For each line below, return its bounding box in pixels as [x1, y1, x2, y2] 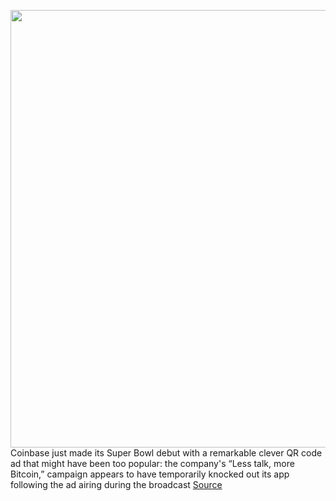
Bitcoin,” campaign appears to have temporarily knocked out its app [10, 468, 290, 480]
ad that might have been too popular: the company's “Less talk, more [10, 458, 295, 469]
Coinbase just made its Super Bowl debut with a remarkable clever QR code [10, 447, 323, 459]
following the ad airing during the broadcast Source [10, 479, 223, 490]
